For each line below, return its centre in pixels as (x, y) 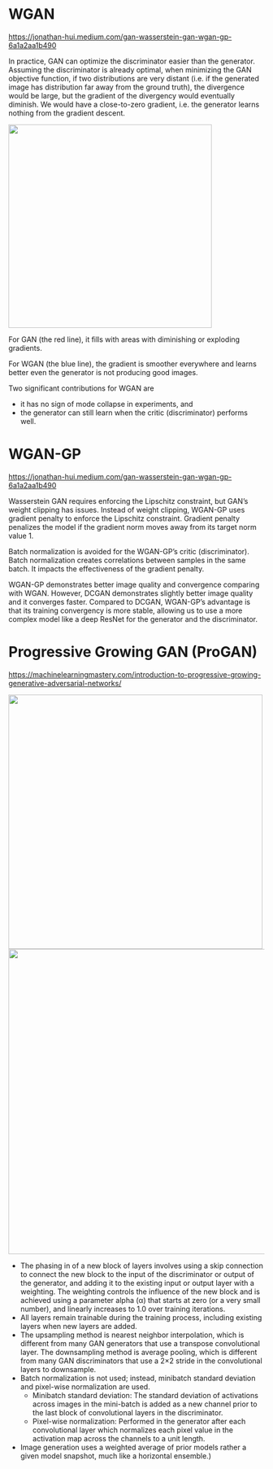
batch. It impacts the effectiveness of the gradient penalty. (106, 568)
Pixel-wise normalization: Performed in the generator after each (139, 1421)
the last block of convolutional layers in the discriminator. (128, 1412)
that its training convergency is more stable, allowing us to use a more (126, 610)
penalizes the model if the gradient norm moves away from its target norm (133, 527)
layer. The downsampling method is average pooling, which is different (139, 1352)
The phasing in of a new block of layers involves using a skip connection (142, 1266)
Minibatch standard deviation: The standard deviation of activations (145, 1395)
